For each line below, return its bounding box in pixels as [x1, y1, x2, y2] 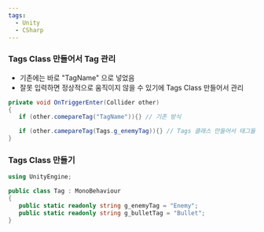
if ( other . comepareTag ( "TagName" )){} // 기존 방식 [18, 113, 181, 121]
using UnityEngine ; [8, 173, 72, 181]
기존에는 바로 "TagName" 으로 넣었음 [19, 72, 135, 83]
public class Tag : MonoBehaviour [8, 187, 122, 195]
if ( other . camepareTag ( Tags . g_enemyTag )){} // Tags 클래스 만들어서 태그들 [18, 127, 256, 135]
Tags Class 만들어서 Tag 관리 [8, 53, 116, 64]
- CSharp [15, 26, 44, 34]
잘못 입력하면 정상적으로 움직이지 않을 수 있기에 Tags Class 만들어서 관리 [19, 83, 244, 92]
